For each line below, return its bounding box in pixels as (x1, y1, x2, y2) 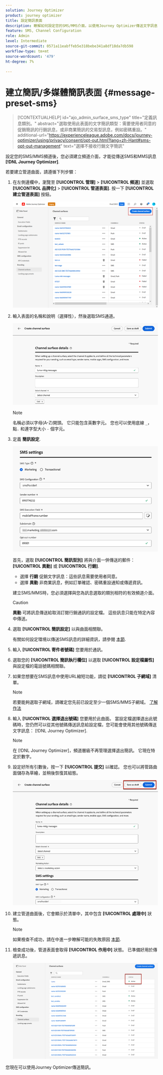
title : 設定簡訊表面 (5, 18, 43, 23)
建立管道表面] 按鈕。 (12, 191, 54, 197)
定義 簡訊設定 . (12, 436, 41, 442)
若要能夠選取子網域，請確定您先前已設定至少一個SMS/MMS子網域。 (12, 699, 148, 705)
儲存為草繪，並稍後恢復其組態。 (16, 770, 81, 776)
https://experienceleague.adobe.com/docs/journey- (48, 132, 153, 138)
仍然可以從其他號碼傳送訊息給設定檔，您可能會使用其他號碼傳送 (29, 722, 157, 728)
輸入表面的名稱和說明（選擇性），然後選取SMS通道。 (12, 313, 118, 319)
